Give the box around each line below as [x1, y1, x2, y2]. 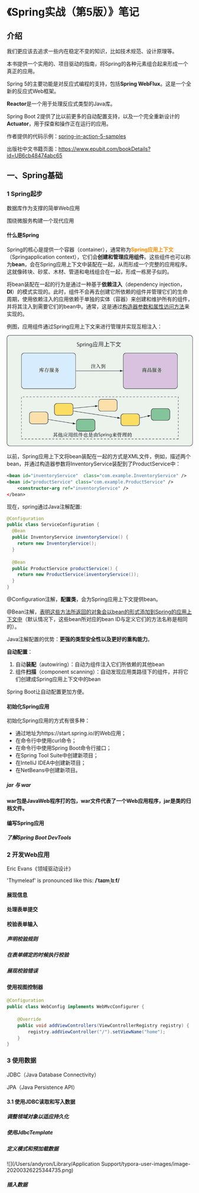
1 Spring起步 [6, 190, 43, 198]
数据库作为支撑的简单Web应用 [6, 204, 80, 211]
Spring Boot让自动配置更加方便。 [6, 688, 87, 696]
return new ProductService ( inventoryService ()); [17, 572, 139, 578]
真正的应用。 [6, 67, 38, 75]
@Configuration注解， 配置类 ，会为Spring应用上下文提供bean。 [6, 596, 161, 603]
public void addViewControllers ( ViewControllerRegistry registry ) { [17, 1022, 190, 1028]
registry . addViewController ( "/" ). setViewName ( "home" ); [28, 1028, 166, 1035]
